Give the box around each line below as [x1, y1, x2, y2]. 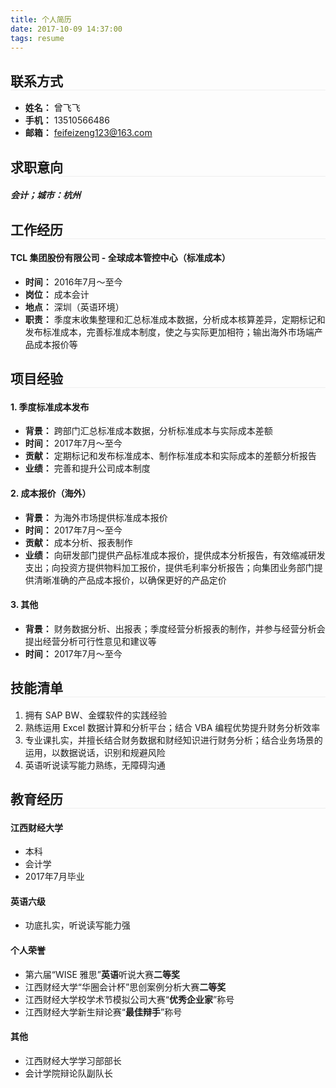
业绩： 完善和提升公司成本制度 [24, 462, 151, 475]
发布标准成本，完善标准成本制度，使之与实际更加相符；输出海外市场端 [24, 326, 315, 338]
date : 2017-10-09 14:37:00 [10, 24, 123, 34]
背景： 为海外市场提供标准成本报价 [24, 511, 168, 523]
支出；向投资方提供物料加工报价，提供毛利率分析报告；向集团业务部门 [24, 561, 315, 573]
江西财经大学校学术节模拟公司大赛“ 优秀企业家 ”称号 [24, 993, 235, 1005]
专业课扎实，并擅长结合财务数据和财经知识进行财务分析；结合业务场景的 [24, 734, 323, 746]
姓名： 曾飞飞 [24, 102, 81, 114]
